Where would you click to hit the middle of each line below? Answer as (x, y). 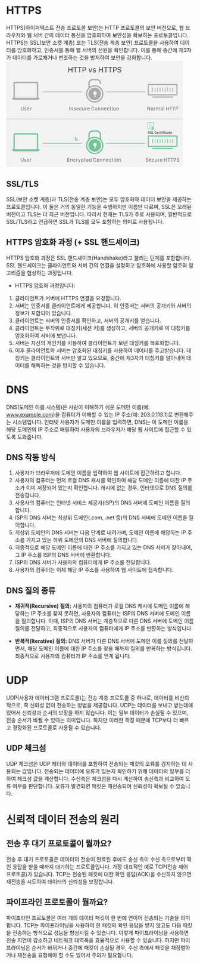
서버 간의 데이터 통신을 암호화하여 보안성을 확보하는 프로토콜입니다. (111, 35)
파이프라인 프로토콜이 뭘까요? (57, 902)
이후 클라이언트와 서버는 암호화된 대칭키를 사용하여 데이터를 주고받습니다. (100, 350)
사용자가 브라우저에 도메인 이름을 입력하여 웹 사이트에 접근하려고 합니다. (98, 473)
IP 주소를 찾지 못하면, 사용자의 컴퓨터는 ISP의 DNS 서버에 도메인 (105, 614)
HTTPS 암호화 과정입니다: (45, 285)
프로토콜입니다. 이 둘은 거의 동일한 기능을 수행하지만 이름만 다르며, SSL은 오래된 (99, 207)
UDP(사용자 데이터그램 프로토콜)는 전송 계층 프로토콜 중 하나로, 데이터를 (90, 698)
